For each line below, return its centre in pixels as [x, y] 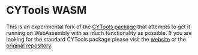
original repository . [29, 46]
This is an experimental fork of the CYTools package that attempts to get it [98, 27]
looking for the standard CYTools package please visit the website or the [96, 39]
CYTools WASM [46, 10]
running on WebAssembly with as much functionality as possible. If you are [99, 33]
